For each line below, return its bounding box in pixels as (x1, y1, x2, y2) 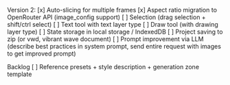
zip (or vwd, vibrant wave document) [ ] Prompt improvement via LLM (7, 35, 204, 43)
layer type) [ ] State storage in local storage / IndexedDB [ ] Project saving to (7, 27, 223, 36)
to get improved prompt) (7, 49, 77, 58)
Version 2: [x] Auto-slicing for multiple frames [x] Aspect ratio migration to (7, 6, 218, 14)
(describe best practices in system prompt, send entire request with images (7, 42, 222, 50)
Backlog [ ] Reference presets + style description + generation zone (7, 63, 200, 71)
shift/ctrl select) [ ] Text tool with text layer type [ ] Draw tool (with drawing (7, 21, 218, 28)
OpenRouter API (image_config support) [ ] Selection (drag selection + (7, 13, 206, 21)
